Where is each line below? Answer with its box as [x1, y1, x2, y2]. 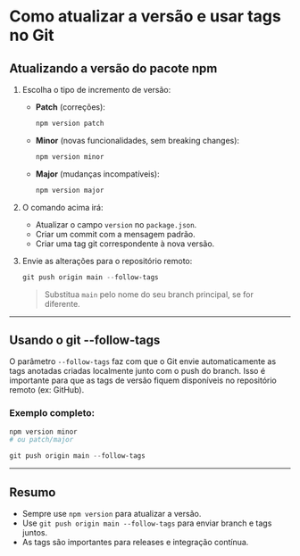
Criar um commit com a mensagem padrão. [35, 228, 196, 239]
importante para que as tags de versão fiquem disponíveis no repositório [9, 375, 277, 386]
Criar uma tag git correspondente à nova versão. [35, 238, 215, 249]
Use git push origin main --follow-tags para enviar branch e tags [21, 518, 272, 528]
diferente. [44, 298, 80, 309]
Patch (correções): [35, 102, 105, 112]
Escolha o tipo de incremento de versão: [21, 85, 171, 95]
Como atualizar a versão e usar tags [9, 6, 281, 27]
